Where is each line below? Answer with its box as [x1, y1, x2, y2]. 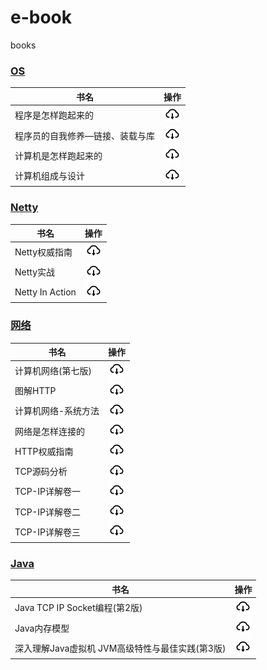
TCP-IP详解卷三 [14, 526, 81, 538]
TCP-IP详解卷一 [14, 486, 81, 498]
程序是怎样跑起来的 [14, 109, 94, 121]
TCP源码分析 [14, 466, 68, 478]
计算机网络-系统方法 [14, 405, 100, 417]
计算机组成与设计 [14, 170, 85, 182]
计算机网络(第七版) [14, 364, 92, 376]
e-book [10, 6, 73, 29]
